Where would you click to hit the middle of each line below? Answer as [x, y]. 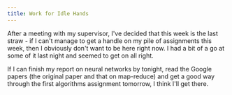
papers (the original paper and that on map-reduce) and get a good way [111, 76]
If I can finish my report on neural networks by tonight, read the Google [109, 69]
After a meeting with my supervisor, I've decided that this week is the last [113, 33]
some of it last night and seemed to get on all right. [80, 55]
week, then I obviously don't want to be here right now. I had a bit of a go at [116, 48]
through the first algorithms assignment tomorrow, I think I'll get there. [108, 83]
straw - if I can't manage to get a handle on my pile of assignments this [109, 41]
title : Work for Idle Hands [48, 14]
